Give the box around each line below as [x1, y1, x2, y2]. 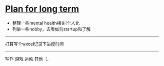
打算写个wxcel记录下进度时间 [5, 41, 64, 47]
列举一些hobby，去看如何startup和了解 [12, 26, 91, 32]
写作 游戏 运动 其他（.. [5, 56, 50, 62]
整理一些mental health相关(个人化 [12, 20, 80, 26]
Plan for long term [5, 3, 80, 15]
